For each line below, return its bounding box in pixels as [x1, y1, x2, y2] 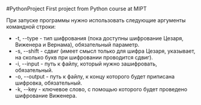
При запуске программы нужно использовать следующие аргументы [6, 17, 186, 23]
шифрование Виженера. [14, 92, 77, 99]
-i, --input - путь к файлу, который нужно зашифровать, [14, 60, 157, 67]
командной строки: [6, 23, 56, 30]
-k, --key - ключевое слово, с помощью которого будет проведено [14, 86, 188, 92]
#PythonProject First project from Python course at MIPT [6, 5, 147, 12]
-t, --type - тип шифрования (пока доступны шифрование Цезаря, [14, 35, 184, 41]
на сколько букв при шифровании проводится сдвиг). [14, 54, 153, 61]
